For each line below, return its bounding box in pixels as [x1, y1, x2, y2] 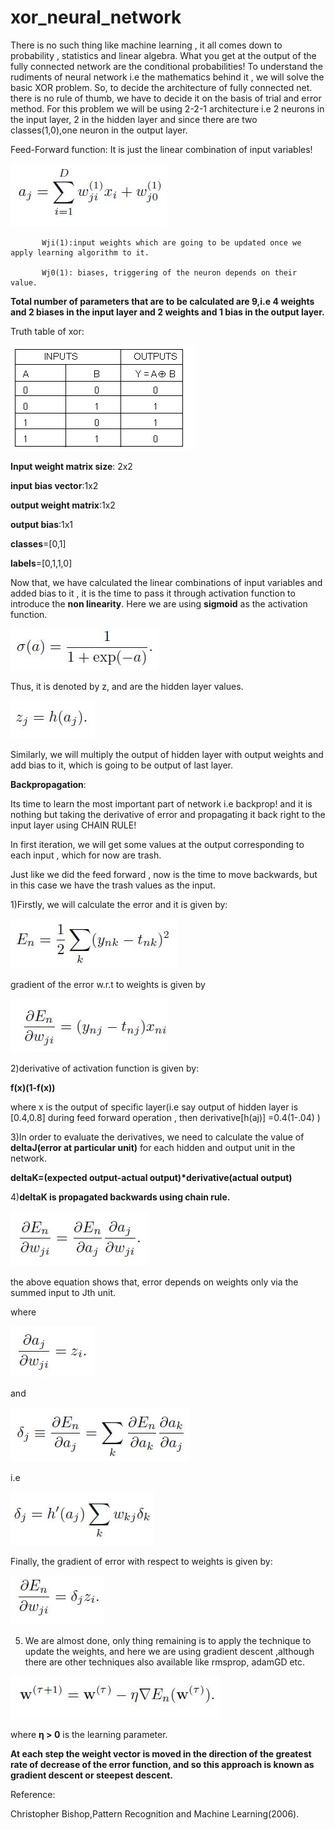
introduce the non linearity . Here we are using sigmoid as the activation [10, 597, 308, 610]
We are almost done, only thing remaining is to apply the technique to [24, 1634, 312, 1646]
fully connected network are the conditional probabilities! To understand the [10, 60, 324, 72]
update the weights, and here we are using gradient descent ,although [24, 1645, 315, 1657]
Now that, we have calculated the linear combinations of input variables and [10, 576, 323, 588]
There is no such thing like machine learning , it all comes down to [10, 39, 283, 51]
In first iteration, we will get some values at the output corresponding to [10, 838, 305, 850]
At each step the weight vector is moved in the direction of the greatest [10, 1747, 312, 1760]
